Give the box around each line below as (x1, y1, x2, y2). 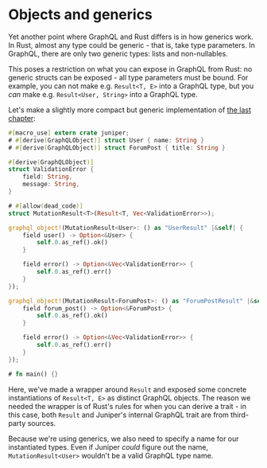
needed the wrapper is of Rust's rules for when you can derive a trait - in (8, 401, 246, 411)
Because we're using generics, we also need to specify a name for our (8, 434, 240, 443)
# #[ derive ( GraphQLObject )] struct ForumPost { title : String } (8, 143, 226, 152)
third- (230, 410, 249, 419)
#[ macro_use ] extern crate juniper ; (8, 129, 130, 137)
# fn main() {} (8, 370, 59, 378)
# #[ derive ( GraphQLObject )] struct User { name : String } (8, 136, 204, 144)
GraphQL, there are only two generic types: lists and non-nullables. (8, 49, 228, 58)
